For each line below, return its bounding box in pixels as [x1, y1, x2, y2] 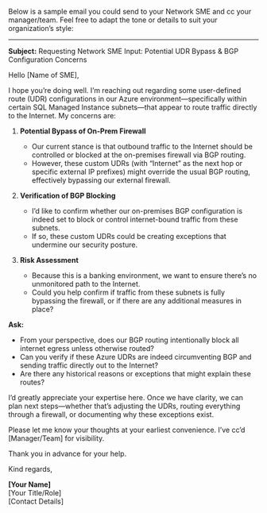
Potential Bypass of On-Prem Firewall [19, 126, 146, 136]
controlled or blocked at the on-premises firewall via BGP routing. [31, 150, 246, 160]
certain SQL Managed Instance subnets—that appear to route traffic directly [8, 102, 257, 112]
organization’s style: [8, 24, 74, 33]
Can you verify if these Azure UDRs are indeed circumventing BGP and [19, 353, 252, 361]
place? [31, 305, 54, 314]
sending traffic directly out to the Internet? [19, 361, 159, 370]
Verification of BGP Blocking [19, 191, 116, 200]
